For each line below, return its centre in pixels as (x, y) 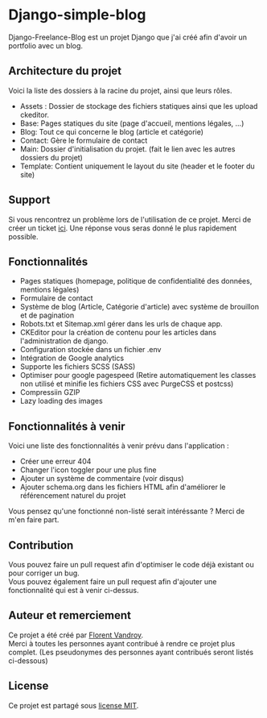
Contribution (41, 545)
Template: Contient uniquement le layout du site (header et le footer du (137, 166)
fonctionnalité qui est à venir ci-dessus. (74, 590)
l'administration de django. (64, 341)
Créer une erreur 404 (55, 462)
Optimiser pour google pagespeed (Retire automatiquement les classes (138, 376)
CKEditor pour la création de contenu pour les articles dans (118, 333)
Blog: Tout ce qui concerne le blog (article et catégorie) (111, 131)
